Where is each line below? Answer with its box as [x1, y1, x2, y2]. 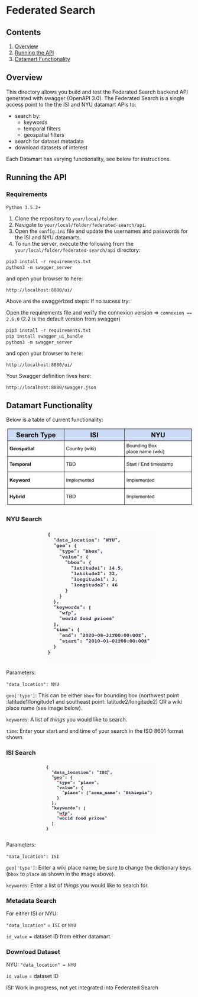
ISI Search [6, 749, 36, 757]
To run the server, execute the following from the [14, 240, 134, 247]
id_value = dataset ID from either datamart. [6, 932, 112, 940]
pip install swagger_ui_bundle [6, 333, 83, 339]
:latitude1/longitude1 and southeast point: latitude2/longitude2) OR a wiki [6, 698, 182, 706]
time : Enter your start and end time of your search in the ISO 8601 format [6, 727, 184, 735]
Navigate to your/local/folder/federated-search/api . [14, 221, 147, 228]
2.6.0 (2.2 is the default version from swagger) [6, 315, 121, 322]
